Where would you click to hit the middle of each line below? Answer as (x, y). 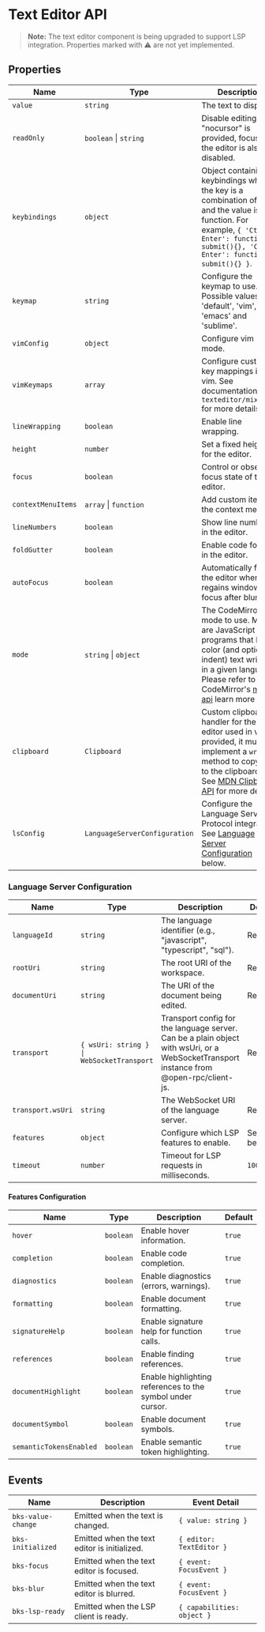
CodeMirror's (226, 689)
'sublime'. (219, 326)
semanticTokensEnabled (54, 1447)
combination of (229, 200)
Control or (220, 466)
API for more (224, 790)
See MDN (219, 781)
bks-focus (30, 1566)
